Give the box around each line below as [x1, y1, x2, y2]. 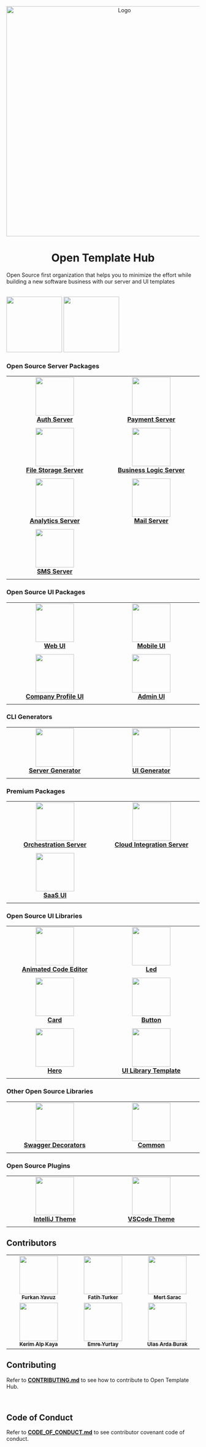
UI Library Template [121, 1066, 181, 1075]
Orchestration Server [23, 840, 87, 849]
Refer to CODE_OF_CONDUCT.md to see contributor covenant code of [6, 1429, 185, 1436]
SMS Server [36, 567, 73, 576]
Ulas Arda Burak [147, 1340, 188, 1348]
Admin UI [137, 692, 166, 700]
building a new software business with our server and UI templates [6, 277, 175, 285]
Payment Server [127, 415, 176, 424]
